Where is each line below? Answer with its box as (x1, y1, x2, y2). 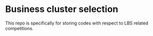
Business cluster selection (5, 3, 118, 15)
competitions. (5, 25, 34, 31)
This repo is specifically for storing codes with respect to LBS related (5, 20, 148, 26)
